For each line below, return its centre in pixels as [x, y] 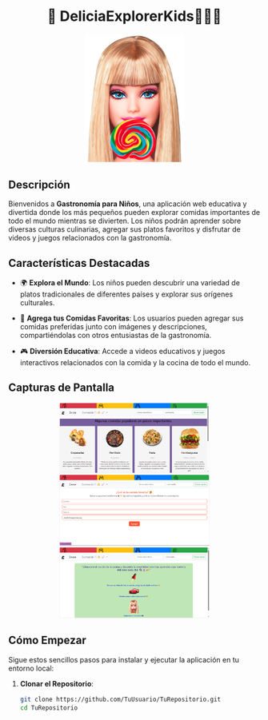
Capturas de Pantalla [61, 388]
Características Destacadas [79, 263]
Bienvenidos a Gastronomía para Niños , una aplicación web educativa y [128, 204]
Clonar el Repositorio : [57, 683]
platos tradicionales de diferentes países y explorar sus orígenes [126, 294]
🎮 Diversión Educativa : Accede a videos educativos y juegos [122, 352]
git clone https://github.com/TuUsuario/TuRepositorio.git [120, 699]
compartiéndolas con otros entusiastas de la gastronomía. [116, 336]
